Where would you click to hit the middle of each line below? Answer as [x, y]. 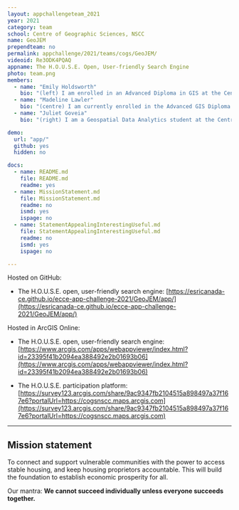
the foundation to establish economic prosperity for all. [88, 477]
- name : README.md [41, 172]
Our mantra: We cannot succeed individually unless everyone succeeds [116, 491]
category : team [30, 27]
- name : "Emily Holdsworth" [55, 87]
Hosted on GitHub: [34, 277]
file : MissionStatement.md [60, 198]
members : [20, 80]
